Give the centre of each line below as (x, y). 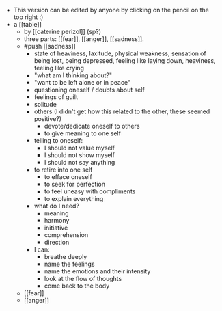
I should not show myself (79, 155)
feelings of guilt (56, 97)
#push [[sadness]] (50, 46)
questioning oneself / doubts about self (89, 90)
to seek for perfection (75, 184)
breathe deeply (66, 257)
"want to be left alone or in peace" (82, 82)
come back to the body (77, 286)
